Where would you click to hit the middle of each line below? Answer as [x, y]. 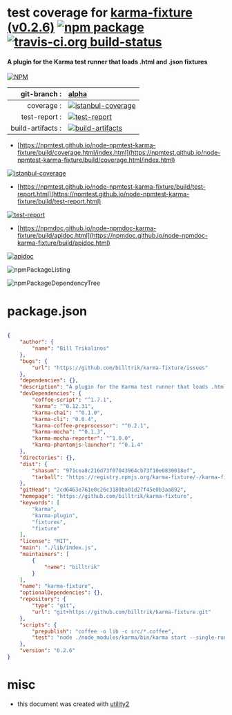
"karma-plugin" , [55, 516]
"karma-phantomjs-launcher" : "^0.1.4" [88, 445]
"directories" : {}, [48, 458]
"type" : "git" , [54, 606]
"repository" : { [43, 600]
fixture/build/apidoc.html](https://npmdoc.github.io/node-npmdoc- [113, 236]
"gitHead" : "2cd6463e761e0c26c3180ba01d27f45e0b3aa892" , [103, 490]
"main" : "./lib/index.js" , [58, 548]
